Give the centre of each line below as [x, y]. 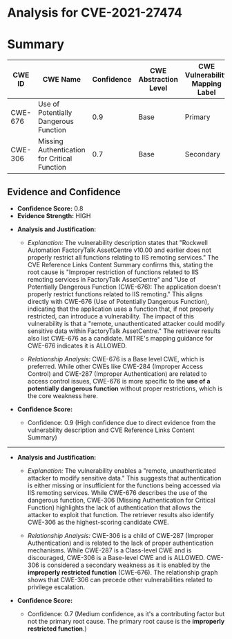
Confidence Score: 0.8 [50, 208]
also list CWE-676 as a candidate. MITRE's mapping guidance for [120, 338]
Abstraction [158, 80]
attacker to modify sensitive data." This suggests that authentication [124, 478]
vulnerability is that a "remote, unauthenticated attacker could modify [126, 323]
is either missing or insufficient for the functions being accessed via [124, 485]
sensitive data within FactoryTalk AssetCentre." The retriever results [124, 331]
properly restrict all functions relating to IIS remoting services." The [123, 257]
